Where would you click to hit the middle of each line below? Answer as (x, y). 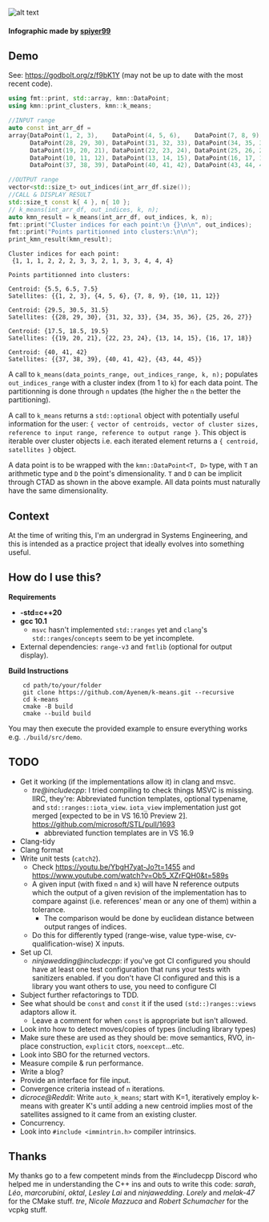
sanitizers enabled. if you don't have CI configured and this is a (136, 978)
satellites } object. (42, 450)
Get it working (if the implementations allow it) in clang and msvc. (128, 781)
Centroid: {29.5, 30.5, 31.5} (59, 310)
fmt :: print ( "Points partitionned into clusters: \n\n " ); (103, 232)
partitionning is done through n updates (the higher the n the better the (125, 391)
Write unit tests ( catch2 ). (60, 858)
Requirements (32, 597)
